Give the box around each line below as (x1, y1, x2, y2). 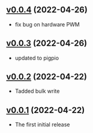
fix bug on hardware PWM (14, 20, 80, 28)
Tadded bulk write (14, 87, 60, 95)
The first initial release (14, 121, 70, 128)
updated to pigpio (14, 54, 59, 61)
